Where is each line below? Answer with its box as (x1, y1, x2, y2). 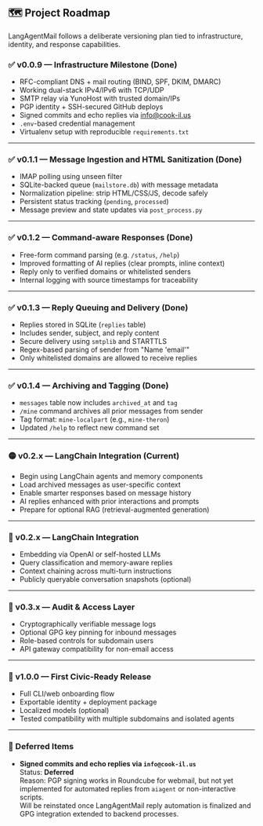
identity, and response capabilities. (8, 39, 121, 49)
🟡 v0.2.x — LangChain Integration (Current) (8, 451, 180, 462)
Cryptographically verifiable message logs (19, 619, 157, 629)
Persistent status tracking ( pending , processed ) (19, 197, 170, 206)
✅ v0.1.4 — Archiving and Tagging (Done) (8, 380, 169, 391)
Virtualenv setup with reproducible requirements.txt (19, 127, 189, 137)
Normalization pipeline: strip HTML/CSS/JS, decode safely (19, 188, 209, 198)
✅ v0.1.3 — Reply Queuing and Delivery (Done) (8, 302, 189, 312)
